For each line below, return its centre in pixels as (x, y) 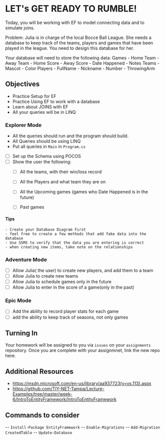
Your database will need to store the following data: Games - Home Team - (82, 57)
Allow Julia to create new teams (45, 276)
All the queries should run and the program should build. (70, 136)
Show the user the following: (42, 162)
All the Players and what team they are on (63, 182)
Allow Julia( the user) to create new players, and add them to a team (83, 270)
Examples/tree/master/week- (42, 394)
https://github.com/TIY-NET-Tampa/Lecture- (58, 389)
